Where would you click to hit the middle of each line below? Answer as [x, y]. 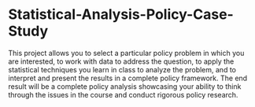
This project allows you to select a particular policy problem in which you [126, 53]
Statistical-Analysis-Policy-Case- [121, 15]
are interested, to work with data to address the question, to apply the [121, 61]
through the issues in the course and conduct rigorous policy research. [123, 94]
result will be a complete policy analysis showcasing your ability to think [125, 86]
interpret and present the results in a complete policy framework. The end [128, 78]
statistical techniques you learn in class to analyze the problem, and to [122, 69]
